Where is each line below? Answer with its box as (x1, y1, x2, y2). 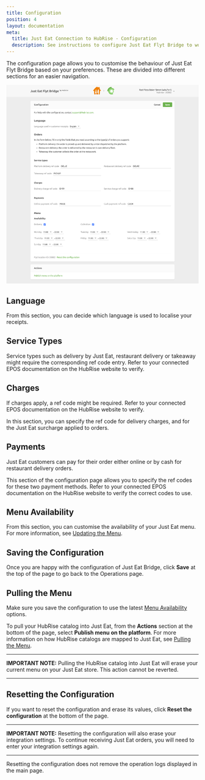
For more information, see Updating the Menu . (6, 529, 123, 537)
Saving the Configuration (6, 547, 104, 557)
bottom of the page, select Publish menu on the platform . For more (6, 628, 177, 636)
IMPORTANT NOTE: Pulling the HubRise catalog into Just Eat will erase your (6, 659, 198, 666)
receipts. (6, 318, 29, 326)
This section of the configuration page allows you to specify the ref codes (6, 476, 192, 484)
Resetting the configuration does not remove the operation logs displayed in (6, 760, 197, 767)
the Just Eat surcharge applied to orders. (6, 424, 109, 431)
